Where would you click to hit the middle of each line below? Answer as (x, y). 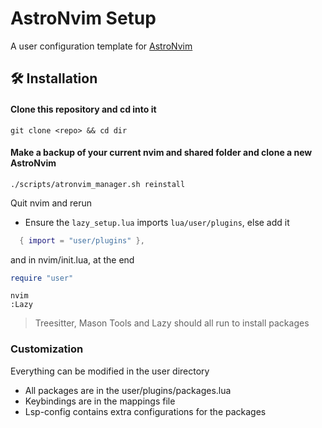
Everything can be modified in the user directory (110, 371)
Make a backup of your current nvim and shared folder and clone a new (161, 153)
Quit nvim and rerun (51, 203)
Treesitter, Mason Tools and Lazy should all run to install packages (172, 323)
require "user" (42, 278)
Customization (47, 349)
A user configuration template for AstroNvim (101, 46)
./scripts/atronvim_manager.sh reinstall (98, 184)
